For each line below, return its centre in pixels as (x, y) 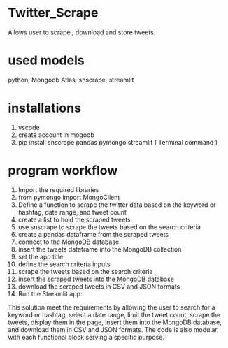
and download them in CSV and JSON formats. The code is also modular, (113, 329)
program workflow (63, 171)
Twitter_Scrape (53, 13)
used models (46, 60)
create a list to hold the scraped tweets (74, 219)
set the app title (41, 256)
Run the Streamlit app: (50, 293)
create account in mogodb (56, 135)
